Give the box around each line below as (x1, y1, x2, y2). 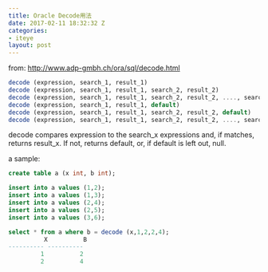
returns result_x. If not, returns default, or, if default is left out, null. (8, 139, 227, 148)
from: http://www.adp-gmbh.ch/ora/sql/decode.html (8, 63, 181, 73)
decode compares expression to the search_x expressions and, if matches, (8, 130, 255, 140)
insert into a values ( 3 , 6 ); (8, 213, 105, 222)
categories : (8, 26, 48, 34)
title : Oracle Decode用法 (8, 11, 92, 20)
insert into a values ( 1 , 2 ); (8, 184, 105, 192)
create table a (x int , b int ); (8, 169, 116, 178)
